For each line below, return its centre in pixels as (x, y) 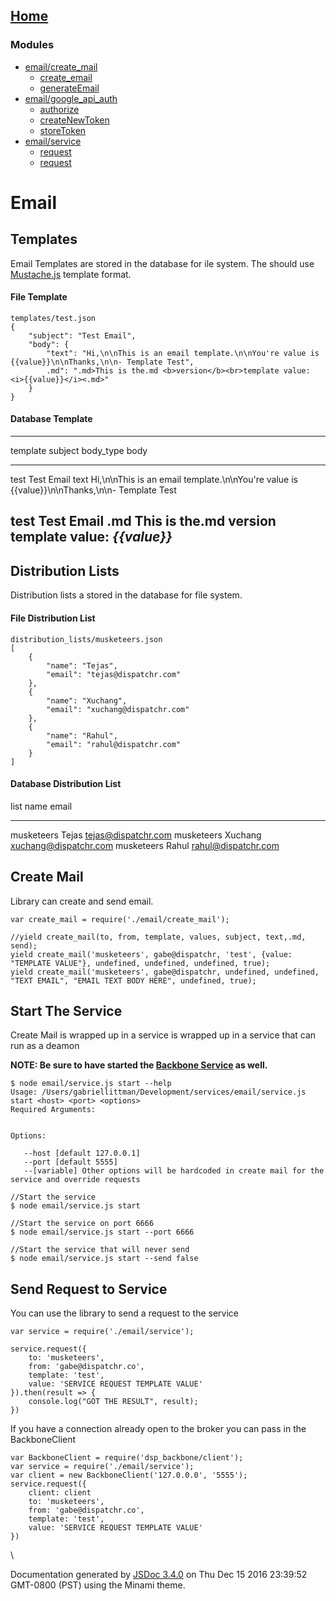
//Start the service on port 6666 (82, 1224)
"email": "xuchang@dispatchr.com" (118, 709)
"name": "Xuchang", (87, 700)
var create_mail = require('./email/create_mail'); (120, 919)
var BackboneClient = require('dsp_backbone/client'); (127, 1458)
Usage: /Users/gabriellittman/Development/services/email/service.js (158, 1092)
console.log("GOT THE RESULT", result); (113, 1402)
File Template (39, 297)
